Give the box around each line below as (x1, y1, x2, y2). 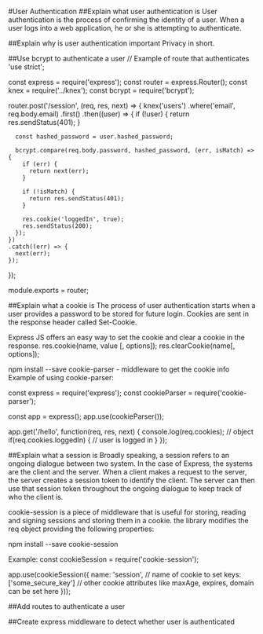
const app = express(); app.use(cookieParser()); (8, 412, 165, 421)
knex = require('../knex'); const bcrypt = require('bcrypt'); (8, 86, 195, 95)
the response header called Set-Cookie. (8, 317, 137, 327)
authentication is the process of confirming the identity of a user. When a (8, 15, 245, 24)
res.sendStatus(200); (22, 222, 93, 230)
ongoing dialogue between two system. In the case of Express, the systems (8, 459, 253, 468)
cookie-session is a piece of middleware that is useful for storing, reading (8, 508, 247, 517)
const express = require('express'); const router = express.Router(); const (8, 78, 247, 86)
